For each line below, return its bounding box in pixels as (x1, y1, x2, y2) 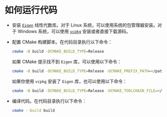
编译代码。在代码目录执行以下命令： (11, 98, 87, 104)
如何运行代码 (4, 4, 58, 16)
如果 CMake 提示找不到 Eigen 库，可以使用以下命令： (11, 58, 122, 64)
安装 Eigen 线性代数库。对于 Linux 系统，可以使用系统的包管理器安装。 (11, 22, 158, 28)
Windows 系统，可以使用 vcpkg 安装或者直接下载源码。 (17, 28, 131, 34)
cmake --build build (11, 108, 55, 113)
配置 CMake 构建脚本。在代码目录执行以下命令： (11, 38, 112, 45)
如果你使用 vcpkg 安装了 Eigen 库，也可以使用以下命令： (11, 78, 127, 84)
